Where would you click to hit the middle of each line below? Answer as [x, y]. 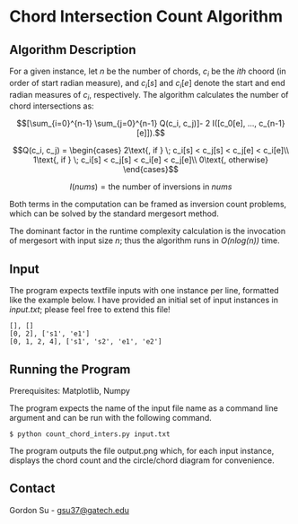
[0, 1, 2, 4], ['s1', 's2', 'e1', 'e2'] [86, 342]
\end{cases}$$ [151, 170]
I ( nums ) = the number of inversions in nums [151, 187]
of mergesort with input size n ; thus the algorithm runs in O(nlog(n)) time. [145, 240]
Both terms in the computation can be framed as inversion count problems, [148, 205]
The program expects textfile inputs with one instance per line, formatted [145, 291]
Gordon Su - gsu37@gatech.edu [70, 510]
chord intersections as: [52, 106]
